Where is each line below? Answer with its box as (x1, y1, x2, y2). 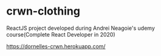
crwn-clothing (6, 4, 81, 18)
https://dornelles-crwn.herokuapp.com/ (6, 43, 106, 50)
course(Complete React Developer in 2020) (6, 30, 115, 38)
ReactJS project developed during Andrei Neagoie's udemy (6, 24, 155, 32)
